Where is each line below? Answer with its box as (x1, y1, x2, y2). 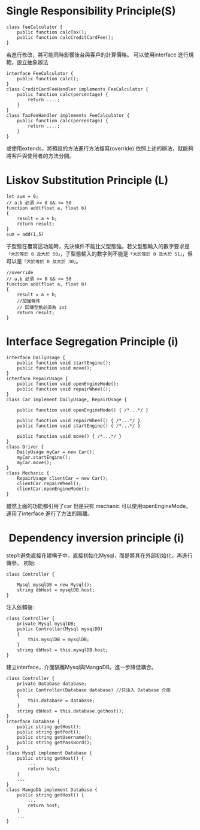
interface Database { (6, 718, 60, 724)
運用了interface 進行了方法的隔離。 (6, 510, 93, 517)
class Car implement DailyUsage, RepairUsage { (6, 396, 128, 402)
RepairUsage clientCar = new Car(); (17, 475, 109, 481)
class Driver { (6, 444, 44, 450)
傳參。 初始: (6, 559, 36, 566)
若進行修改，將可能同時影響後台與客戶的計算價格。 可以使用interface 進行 (6, 51, 189, 58)
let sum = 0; (6, 193, 39, 199)
